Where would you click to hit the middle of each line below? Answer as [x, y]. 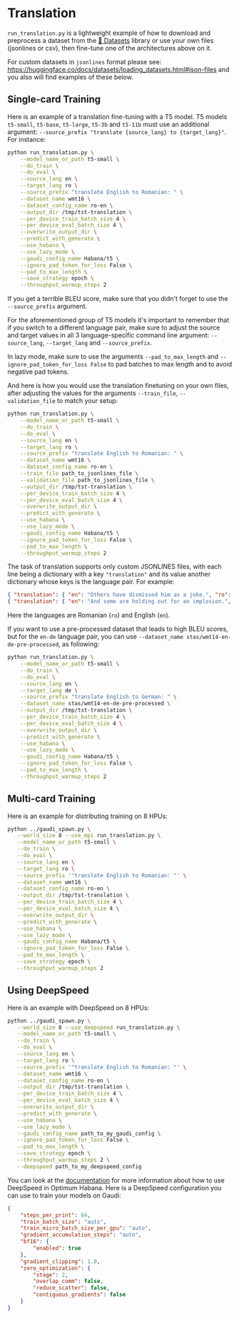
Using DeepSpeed [48, 990]
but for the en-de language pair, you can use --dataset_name [96, 637]
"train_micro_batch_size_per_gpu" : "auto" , [86, 1228]
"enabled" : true [57, 1248]
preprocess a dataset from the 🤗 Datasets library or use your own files [111, 40]
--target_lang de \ [49, 690]
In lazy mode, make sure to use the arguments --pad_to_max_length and [113, 357]
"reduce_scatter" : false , [72, 1288]
